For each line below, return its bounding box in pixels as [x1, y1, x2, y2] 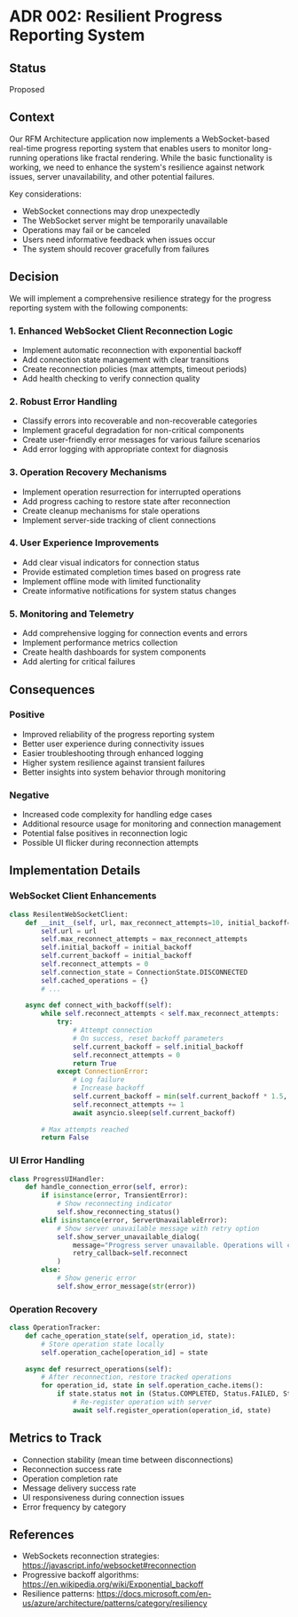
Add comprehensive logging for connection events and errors [21, 628, 248, 639]
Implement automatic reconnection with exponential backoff [21, 344, 242, 355]
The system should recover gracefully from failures [21, 243, 210, 254]
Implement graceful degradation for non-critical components [21, 425, 245, 436]
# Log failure [72, 1075, 125, 1084]
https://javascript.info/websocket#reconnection [21, 1560, 197, 1571]
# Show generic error [56, 1274, 137, 1283]
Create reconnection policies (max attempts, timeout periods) [21, 363, 247, 374]
